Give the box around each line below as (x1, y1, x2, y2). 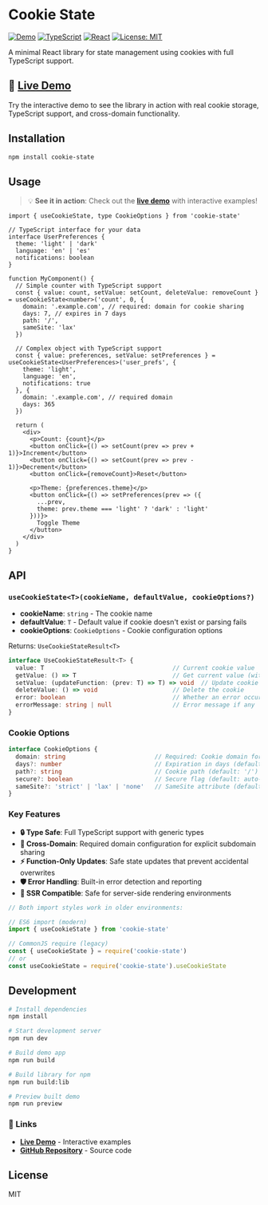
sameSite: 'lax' (22, 324, 77, 332)
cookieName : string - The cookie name (19, 608, 153, 618)
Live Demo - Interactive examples (19, 1136, 132, 1146)
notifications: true (22, 380, 91, 388)
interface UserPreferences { (8, 233, 105, 241)
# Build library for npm (8, 1070, 91, 1078)
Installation (8, 132, 65, 145)
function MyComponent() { (8, 275, 94, 283)
